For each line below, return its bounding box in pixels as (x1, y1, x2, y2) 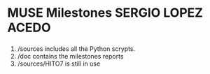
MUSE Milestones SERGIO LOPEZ (7, 5, 203, 21)
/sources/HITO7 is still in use (17, 59, 101, 68)
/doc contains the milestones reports (17, 52, 124, 61)
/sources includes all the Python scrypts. (17, 45, 136, 53)
